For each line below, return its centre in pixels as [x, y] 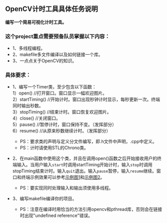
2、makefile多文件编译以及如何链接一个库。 [58, 55]
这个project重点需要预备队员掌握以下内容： [57, 36]
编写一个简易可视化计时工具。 [36, 22]
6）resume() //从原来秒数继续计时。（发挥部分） [61, 131]
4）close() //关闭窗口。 [36, 118]
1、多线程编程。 [29, 48]
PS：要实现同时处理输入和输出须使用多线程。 [66, 188]
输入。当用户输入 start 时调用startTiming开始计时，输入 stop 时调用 [84, 165]
